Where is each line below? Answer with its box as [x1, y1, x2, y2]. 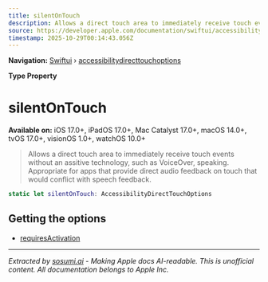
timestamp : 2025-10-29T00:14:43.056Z [8, 33, 134, 42]
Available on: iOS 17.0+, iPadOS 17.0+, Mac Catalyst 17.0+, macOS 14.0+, [8, 125, 247, 135]
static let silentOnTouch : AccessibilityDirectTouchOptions [8, 190, 213, 198]
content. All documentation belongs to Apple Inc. [8, 264, 169, 274]
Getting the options [8, 212, 106, 225]
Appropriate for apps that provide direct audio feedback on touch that [27, 166, 258, 176]
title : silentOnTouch [8, 11, 81, 20]
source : [8, 26, 34, 34]
